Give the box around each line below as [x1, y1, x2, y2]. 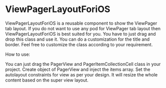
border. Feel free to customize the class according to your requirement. [5, 41, 153, 47]
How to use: [5, 51, 30, 57]
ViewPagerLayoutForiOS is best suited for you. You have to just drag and [5, 31, 156, 37]
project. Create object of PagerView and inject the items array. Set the [5, 66, 150, 72]
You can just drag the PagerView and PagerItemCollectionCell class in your [5, 61, 161, 67]
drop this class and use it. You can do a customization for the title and [5, 36, 150, 42]
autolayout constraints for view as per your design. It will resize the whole [5, 71, 158, 77]
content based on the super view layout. [5, 77, 89, 83]
